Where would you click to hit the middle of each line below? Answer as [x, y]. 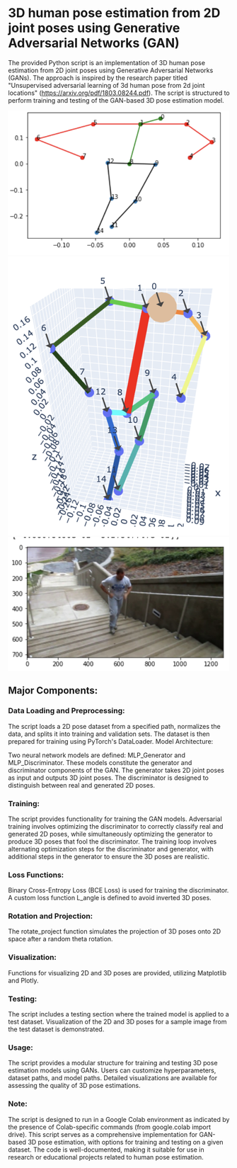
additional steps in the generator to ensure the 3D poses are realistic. [109, 856]
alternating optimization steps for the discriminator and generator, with [111, 849]
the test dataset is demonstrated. [56, 1029]
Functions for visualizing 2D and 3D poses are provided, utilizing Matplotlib [117, 973]
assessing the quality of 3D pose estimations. [74, 1086]
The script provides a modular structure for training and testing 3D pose [113, 1063]
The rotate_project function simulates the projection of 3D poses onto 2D [115, 931]
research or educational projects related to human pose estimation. [106, 1157]
